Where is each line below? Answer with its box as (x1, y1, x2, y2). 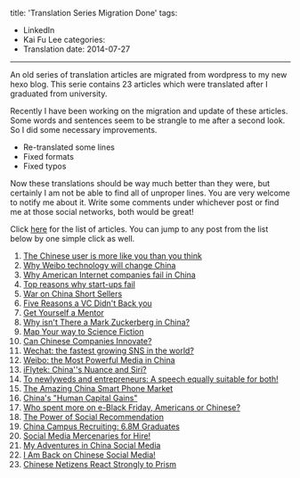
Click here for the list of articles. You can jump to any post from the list (10, 224, 269, 235)
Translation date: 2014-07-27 (22, 44, 131, 54)
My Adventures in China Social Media (22, 441, 161, 450)
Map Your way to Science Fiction (22, 326, 145, 337)
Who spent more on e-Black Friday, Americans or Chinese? (22, 402, 241, 413)
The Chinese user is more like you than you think (22, 251, 203, 261)
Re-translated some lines (22, 142, 115, 152)
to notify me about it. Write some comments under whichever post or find (10, 197, 280, 208)
